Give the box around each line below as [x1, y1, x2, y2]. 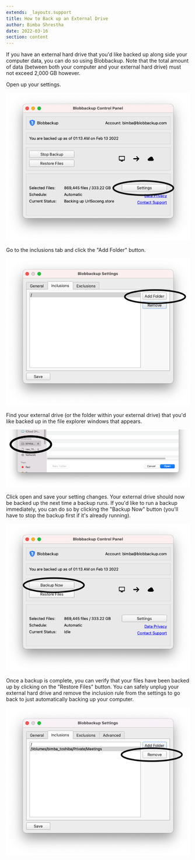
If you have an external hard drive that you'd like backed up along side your [6, 51, 187, 58]
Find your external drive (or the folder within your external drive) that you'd [6, 412, 186, 419]
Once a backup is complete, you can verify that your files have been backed [6, 677, 190, 684]
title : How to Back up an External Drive [6, 15, 109, 22]
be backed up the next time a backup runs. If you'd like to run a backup [6, 499, 178, 506]
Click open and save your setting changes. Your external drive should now [6, 493, 185, 500]
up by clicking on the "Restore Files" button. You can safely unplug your [6, 683, 179, 691]
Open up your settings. [6, 81, 61, 88]
